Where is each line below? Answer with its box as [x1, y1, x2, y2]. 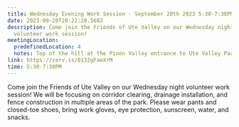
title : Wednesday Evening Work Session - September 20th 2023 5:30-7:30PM [7, 10, 234, 18]
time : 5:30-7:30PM [7, 63, 62, 70]
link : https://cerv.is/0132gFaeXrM [7, 57, 113, 64]
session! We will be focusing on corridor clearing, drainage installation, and [7, 90, 228, 99]
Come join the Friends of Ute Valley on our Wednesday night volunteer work [7, 82, 230, 91]
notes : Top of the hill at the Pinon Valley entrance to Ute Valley [14, 50, 221, 57]
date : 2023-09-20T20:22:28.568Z [7, 17, 103, 24]
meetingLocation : [7, 37, 59, 44]
